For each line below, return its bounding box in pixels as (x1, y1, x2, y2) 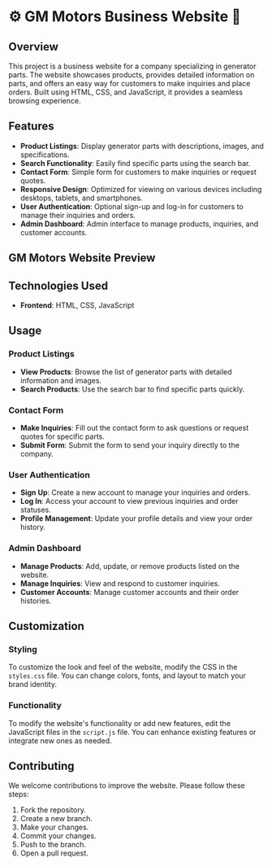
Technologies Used (8, 278, 108, 292)
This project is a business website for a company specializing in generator (8, 61, 257, 71)
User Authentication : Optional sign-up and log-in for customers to (19, 201, 244, 211)
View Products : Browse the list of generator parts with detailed (19, 366, 233, 377)
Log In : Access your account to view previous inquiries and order (19, 496, 239, 506)
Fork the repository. (19, 805, 87, 815)
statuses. (19, 505, 51, 515)
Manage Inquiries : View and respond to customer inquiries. (19, 578, 221, 588)
